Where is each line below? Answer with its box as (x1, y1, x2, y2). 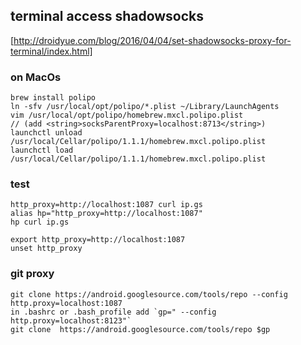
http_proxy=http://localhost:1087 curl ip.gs (10, 200, 203, 210)
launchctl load (10, 145, 74, 156)
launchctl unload (10, 128, 83, 138)
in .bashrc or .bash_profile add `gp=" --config (10, 307, 217, 317)
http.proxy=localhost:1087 (10, 298, 123, 308)
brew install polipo (10, 93, 97, 103)
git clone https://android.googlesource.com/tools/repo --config (10, 289, 288, 299)
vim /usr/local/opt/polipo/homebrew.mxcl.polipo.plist (10, 110, 244, 121)
